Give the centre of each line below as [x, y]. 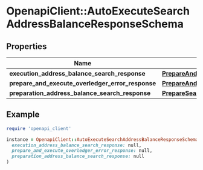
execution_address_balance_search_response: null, [77, 145]
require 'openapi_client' [39, 128]
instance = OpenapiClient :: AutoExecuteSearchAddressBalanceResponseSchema [102, 139]
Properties [27, 46]
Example [23, 115]
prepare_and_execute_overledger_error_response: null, [82, 151]
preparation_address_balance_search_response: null [78, 156]
